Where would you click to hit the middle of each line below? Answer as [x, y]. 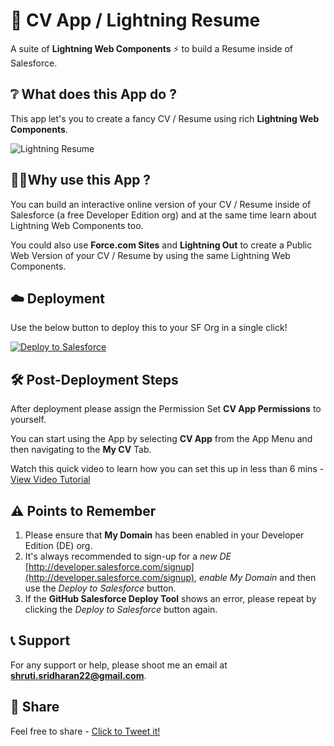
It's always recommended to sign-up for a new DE [128, 556]
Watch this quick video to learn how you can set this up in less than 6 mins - [167, 469]
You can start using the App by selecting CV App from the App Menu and [161, 439]
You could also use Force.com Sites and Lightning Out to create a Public [161, 245]
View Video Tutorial [50, 480]
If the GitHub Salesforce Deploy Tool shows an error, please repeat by [170, 598]
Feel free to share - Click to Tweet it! [85, 731]
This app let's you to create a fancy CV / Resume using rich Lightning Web [165, 118]
